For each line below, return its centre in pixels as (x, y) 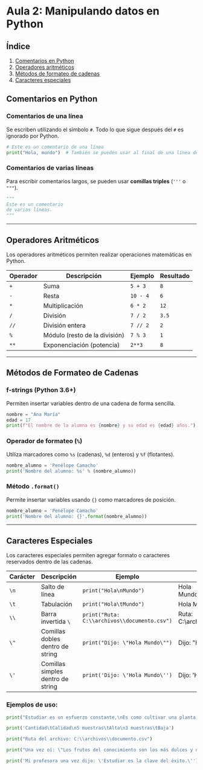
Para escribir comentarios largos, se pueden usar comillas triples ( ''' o (96, 181)
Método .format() (33, 487)
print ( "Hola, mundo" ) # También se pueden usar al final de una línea (98, 152)
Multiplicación (63, 306)
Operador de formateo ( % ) (44, 441)
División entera (65, 326)
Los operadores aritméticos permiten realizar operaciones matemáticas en (99, 254)
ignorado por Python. (33, 136)
